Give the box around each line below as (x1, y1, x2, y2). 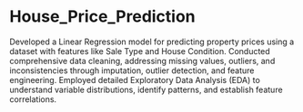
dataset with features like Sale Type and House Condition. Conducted (9, 45, 270, 56)
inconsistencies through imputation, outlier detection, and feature (9, 65, 255, 76)
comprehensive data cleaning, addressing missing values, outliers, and (9, 55, 276, 66)
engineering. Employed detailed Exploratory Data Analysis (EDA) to (9, 74, 261, 85)
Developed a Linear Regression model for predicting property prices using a (9, 36, 295, 47)
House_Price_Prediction (9, 6, 196, 27)
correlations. (9, 93, 57, 105)
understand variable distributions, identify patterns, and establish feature (9, 84, 284, 95)
